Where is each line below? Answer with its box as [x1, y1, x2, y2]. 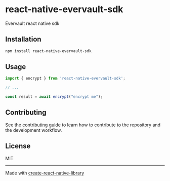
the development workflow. [5, 127, 62, 133]
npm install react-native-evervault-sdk [5, 48, 92, 54]
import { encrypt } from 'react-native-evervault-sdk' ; [5, 76, 125, 81]
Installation [5, 35, 41, 44]
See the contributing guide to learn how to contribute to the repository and [5, 122, 161, 128]
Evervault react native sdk [5, 20, 60, 26]
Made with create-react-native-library [5, 170, 84, 176]
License [5, 142, 31, 151]
